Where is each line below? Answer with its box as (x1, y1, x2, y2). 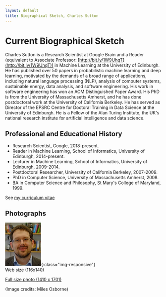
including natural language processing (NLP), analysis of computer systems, (5, 78, 161, 84)
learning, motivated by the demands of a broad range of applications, (5, 73, 147, 79)
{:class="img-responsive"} (41, 262, 96, 268)
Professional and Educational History (5, 129, 122, 138)
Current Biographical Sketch (5, 35, 125, 47)
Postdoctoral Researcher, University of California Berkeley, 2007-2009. (12, 169, 158, 175)
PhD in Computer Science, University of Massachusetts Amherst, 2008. (12, 175, 159, 181)
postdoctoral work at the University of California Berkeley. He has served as (5, 99, 160, 105)
